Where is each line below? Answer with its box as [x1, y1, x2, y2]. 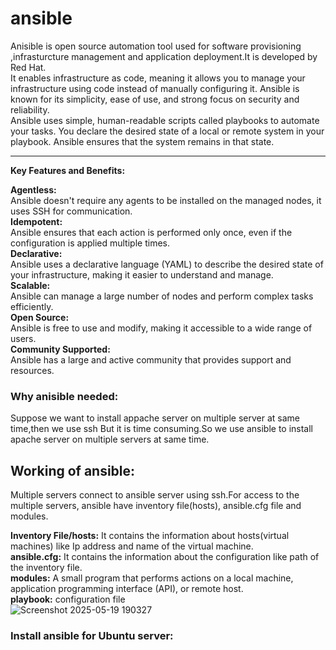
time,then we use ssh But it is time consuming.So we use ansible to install [10, 423, 313, 435]
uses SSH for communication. [10, 205, 133, 217]
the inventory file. [10, 562, 83, 574]
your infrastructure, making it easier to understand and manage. [10, 268, 274, 281]
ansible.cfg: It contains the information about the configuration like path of [10, 551, 320, 563]
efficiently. [10, 300, 54, 312]
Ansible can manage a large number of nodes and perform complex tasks [10, 290, 314, 302]
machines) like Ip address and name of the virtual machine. [10, 540, 254, 552]
